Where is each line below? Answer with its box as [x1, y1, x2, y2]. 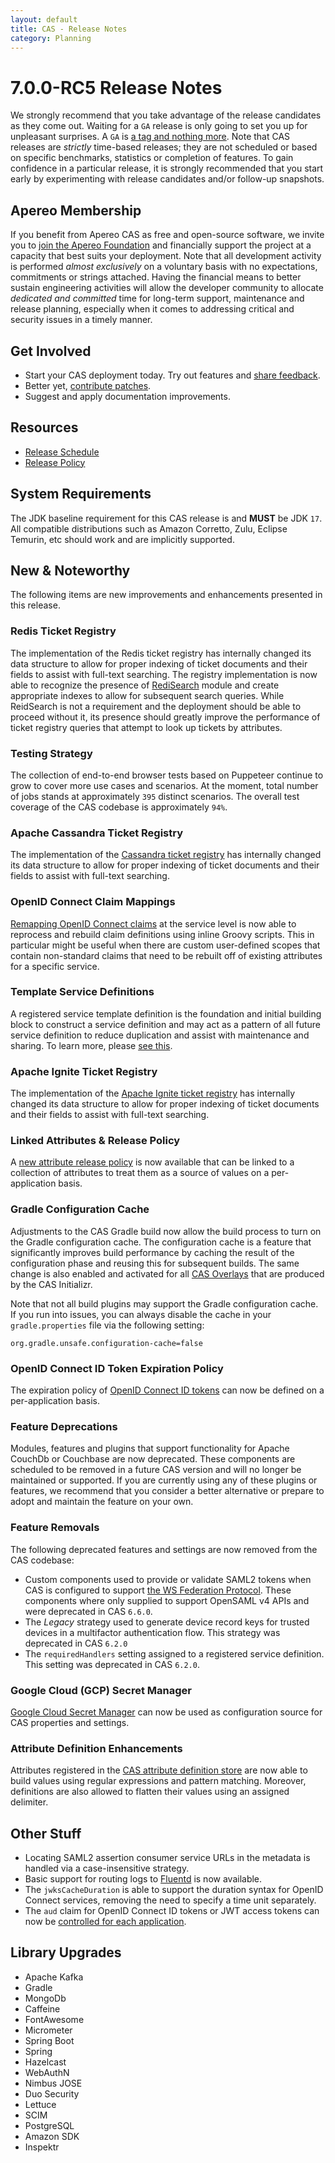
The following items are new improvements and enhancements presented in [10, 589, 323, 601]
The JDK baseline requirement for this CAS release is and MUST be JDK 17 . [10, 512, 323, 524]
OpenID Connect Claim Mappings [10, 895, 176, 909]
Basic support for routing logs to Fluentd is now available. [24, 1873, 263, 1885]
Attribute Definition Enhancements [10, 1741, 183, 1755]
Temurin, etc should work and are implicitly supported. [10, 533, 235, 545]
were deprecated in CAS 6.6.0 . [24, 1605, 153, 1617]
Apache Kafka [24, 1971, 84, 1983]
